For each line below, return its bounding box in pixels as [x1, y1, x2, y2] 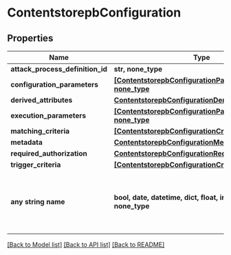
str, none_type [113, 64, 163, 74]
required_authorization [10, 149, 87, 158]
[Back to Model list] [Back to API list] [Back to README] [7, 241, 165, 249]
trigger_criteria [10, 160, 61, 170]
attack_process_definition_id [10, 64, 108, 74]
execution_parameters [10, 111, 87, 120]
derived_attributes [10, 95, 73, 105]
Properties [7, 32, 54, 44]
